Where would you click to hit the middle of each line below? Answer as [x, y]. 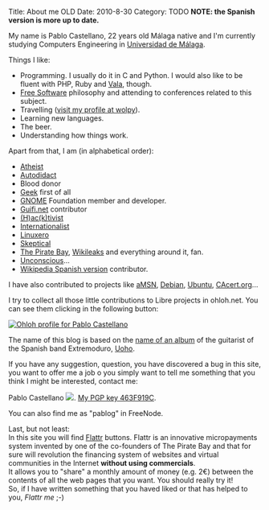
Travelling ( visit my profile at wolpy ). [80, 109]
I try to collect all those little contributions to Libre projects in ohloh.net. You [133, 300]
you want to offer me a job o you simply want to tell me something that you [132, 372]
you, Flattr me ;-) [36, 497]
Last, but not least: [39, 429]
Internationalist [45, 226]
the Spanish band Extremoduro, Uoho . [71, 348]
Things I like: [29, 60]
